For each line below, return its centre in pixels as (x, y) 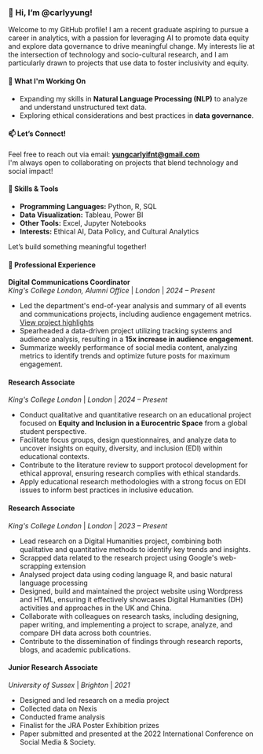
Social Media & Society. (58, 741)
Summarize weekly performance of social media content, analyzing (128, 348)
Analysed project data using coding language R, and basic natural (126, 574)
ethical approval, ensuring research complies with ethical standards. (130, 473)
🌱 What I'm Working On (47, 81)
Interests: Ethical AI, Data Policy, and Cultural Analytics (109, 231)
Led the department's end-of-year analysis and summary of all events (133, 306)
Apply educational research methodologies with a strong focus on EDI (132, 482)
